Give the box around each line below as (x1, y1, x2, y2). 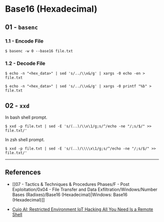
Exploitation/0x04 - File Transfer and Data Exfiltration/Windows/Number (12, 186, 158, 192)
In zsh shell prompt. (5, 136, 45, 142)
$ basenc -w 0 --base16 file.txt (5, 48, 73, 53)
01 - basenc (5, 23, 38, 31)
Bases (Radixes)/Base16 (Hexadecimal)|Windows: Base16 (12, 192, 128, 198)
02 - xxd (5, 101, 30, 110)
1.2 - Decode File (5, 60, 45, 67)
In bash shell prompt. (5, 114, 48, 120)
